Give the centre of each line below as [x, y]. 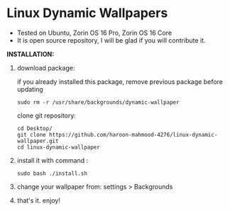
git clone [32, 134]
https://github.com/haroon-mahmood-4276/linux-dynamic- [133, 134]
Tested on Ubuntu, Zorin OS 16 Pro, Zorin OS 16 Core [94, 33]
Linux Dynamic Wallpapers [87, 13]
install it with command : [53, 160]
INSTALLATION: [31, 54]
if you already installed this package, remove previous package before [120, 81]
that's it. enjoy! [39, 200]
